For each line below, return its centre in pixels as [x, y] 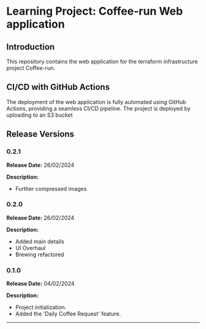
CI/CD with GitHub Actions [58, 87]
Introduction [31, 47]
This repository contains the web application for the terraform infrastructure [102, 61]
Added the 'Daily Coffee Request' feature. [68, 314]
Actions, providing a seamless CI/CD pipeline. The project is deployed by [98, 108]
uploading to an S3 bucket [40, 115]
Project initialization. [41, 308]
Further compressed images [51, 188]
